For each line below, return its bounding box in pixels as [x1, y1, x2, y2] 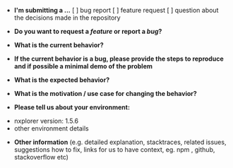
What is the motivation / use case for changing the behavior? [13, 90, 198, 97]
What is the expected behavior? [13, 76, 110, 84]
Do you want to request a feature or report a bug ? [13, 28, 162, 35]
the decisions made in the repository [13, 13, 121, 22]
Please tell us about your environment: [13, 103, 131, 112]
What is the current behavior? [13, 41, 104, 49]
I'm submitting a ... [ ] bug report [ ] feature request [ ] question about [13, 6, 219, 14]
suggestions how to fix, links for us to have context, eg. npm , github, [13, 145, 215, 154]
